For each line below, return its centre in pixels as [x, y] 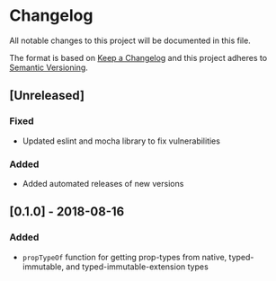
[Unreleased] [47, 96]
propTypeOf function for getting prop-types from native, [125, 257]
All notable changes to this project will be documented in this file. [130, 40]
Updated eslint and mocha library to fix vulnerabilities [121, 141]
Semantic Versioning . [49, 67]
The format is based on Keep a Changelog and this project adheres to [138, 57]
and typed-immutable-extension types [137, 267]
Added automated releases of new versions [103, 183]
